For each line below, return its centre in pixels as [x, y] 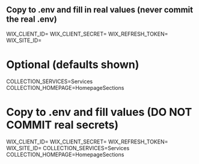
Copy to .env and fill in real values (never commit [100, 10]
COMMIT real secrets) [63, 125]
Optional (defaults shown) [73, 65]
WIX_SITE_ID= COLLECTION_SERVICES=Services [68, 148]
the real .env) [32, 20]
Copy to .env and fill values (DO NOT [99, 112]
